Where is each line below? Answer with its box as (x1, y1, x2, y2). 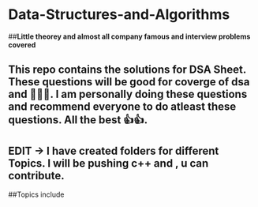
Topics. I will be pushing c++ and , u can (8, 156, 209, 170)
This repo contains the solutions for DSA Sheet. (8, 63, 247, 77)
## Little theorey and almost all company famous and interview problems (8, 32, 251, 41)
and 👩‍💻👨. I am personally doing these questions (8, 88, 248, 101)
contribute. (8, 168, 65, 183)
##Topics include (8, 190, 65, 199)
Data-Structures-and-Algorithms (8, 6, 230, 24)
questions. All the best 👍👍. (8, 113, 148, 127)
